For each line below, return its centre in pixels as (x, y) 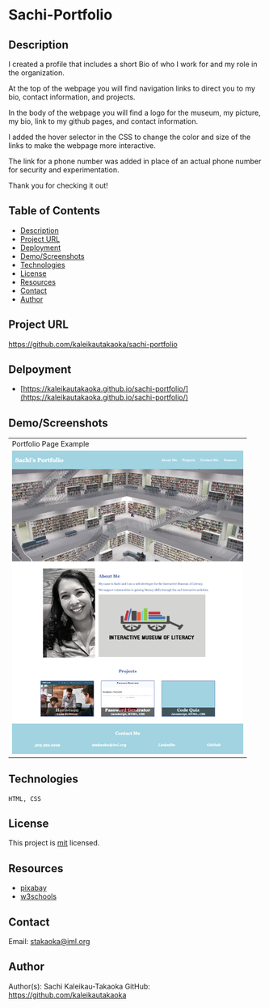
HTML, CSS (25, 798)
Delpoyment (40, 370)
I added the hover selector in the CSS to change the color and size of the (130, 137)
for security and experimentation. (64, 170)
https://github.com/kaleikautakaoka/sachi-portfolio (93, 344)
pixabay (33, 888)
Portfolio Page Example (50, 444)
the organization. (36, 73)
